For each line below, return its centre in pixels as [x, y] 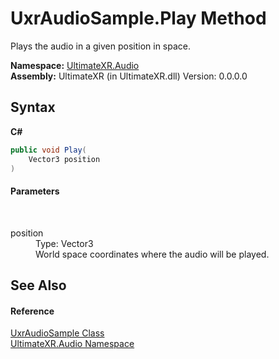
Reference [32, 311]
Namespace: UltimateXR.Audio [75, 65]
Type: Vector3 [64, 243]
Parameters [35, 191]
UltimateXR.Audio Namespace [72, 344]
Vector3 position [64, 159]
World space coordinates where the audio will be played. [152, 254]
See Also [38, 285]
